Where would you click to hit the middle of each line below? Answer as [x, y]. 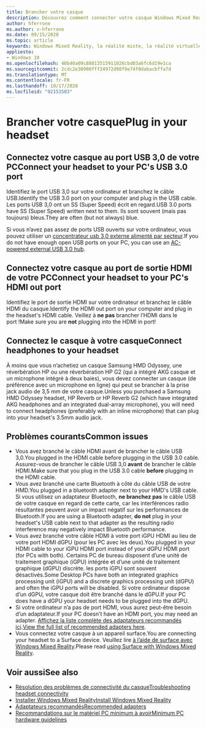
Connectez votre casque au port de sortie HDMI [99, 268]
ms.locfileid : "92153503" [39, 92]
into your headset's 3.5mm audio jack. [55, 417]
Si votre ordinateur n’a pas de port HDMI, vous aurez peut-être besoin [103, 608]
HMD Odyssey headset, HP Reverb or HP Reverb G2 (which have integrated [102, 398]
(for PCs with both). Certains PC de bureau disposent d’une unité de [101, 556]
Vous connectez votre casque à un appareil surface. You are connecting [105, 633]
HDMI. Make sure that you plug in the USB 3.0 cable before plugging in [104, 471]
